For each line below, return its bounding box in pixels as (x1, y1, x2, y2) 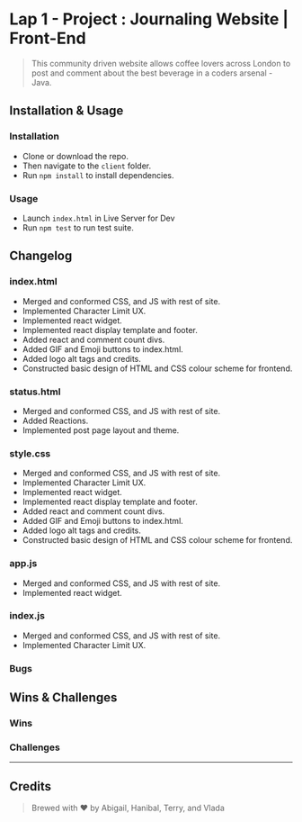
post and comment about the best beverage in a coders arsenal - (31, 68, 273, 78)
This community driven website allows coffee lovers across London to (31, 58, 291, 68)
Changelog (9, 248, 73, 264)
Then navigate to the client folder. (22, 160, 152, 171)
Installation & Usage (9, 104, 124, 119)
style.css (9, 447, 51, 459)
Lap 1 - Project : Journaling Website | (9, 9, 289, 30)
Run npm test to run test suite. (22, 221, 135, 233)
